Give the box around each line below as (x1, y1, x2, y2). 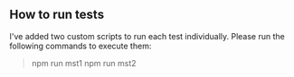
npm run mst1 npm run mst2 (31, 57, 138, 68)
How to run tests (9, 7, 105, 22)
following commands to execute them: (9, 40, 152, 51)
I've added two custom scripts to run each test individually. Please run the (9, 30, 285, 41)
